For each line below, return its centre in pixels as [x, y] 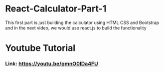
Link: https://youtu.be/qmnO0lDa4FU [52, 64]
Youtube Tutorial [40, 48]
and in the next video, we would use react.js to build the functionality [76, 27]
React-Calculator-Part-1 [56, 9]
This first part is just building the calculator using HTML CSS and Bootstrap [82, 22]
